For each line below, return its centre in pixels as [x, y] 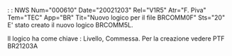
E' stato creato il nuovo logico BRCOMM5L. [70, 25]
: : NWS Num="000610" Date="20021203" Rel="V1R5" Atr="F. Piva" [107, 10]
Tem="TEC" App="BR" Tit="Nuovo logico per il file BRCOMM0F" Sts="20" [116, 17]
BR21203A [23, 46]
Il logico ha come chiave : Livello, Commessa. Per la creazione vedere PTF [116, 38]
